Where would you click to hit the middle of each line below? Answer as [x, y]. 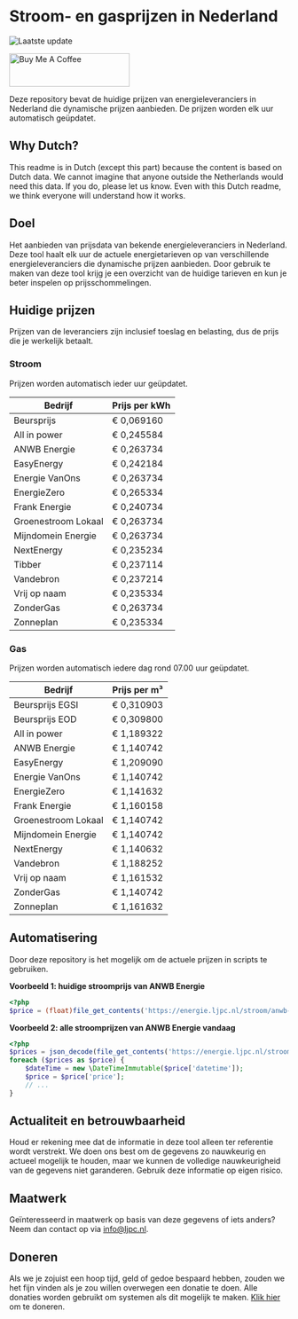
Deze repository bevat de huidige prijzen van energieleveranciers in [133, 98]
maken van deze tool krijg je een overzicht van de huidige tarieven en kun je [148, 273]
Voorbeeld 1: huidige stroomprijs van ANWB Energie [107, 985]
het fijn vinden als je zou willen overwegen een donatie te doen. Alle [133, 1288]
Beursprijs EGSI [46, 704]
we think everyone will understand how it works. [98, 195]
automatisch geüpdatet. [52, 118]
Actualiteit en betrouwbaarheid [98, 1121]
